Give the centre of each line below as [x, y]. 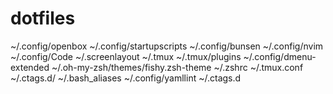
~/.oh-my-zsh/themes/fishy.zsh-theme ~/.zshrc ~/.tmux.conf [177, 67]
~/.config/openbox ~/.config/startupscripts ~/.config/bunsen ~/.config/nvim [167, 46]
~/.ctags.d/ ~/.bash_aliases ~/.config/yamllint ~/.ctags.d [126, 78]
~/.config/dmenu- [280, 56]
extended [30, 67]
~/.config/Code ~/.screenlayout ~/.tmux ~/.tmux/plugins [126, 56]
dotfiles [43, 18]
